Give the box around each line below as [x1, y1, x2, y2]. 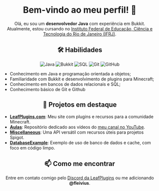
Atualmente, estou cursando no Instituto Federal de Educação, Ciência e [7, 25, 153, 31]
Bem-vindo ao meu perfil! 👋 [23, 4, 137, 16]
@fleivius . [69, 180, 91, 186]
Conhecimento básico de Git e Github [9, 86, 86, 92]
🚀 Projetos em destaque [43, 100, 117, 109]
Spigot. [9, 134, 24, 140]
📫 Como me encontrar [44, 159, 115, 168]
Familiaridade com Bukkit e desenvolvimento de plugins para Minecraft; [9, 76, 154, 82]
